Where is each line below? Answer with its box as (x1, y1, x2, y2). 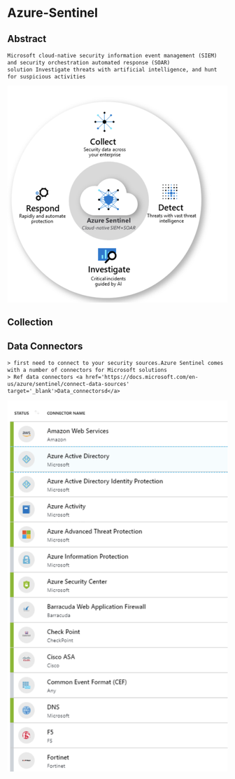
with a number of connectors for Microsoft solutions (7, 366, 168, 374)
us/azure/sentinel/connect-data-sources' (7, 380, 130, 388)
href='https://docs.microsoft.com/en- (85, 373, 199, 381)
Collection (7, 317, 53, 329)
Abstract (7, 33, 47, 45)
